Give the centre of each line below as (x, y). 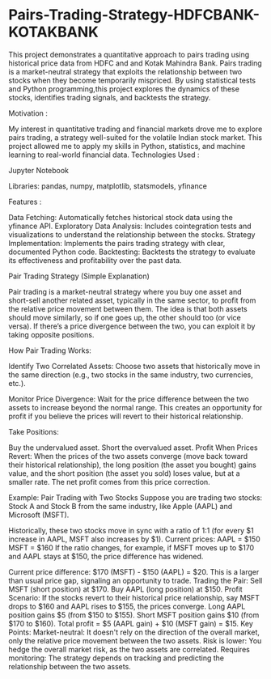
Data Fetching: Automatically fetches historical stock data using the (121, 217)
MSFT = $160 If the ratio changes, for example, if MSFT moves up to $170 (131, 547)
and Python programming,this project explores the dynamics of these (124, 89)
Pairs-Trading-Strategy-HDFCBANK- (134, 15)
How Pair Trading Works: (50, 350)
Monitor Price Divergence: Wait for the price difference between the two (129, 399)
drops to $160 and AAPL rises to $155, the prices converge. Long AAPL (127, 606)
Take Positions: (34, 431)
